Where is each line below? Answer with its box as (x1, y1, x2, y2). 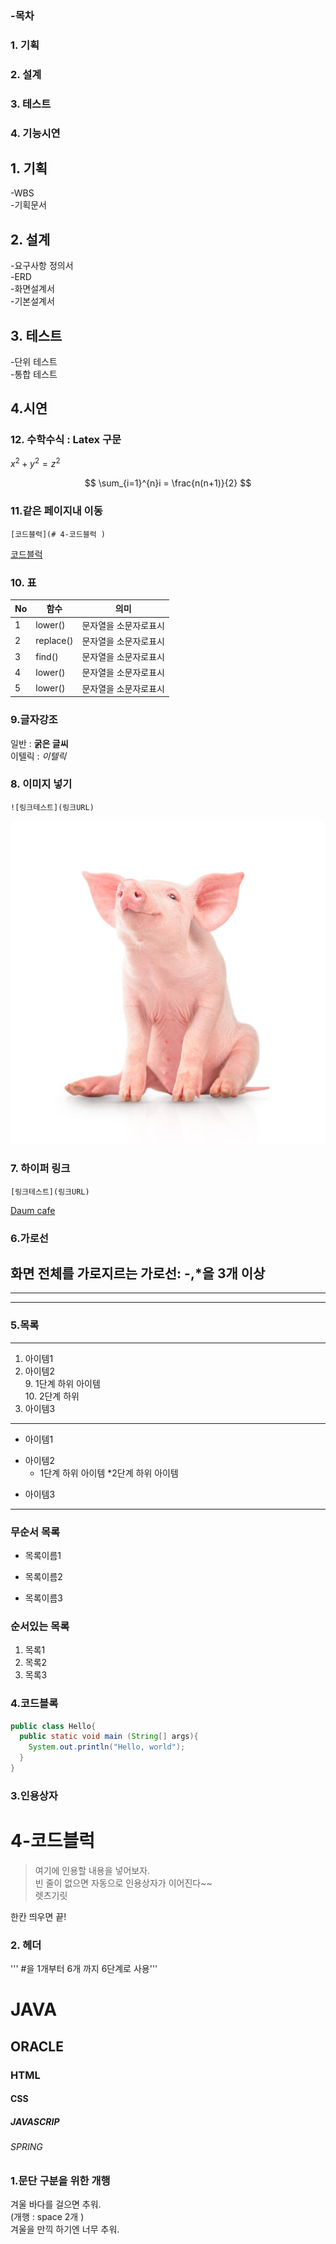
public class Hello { (10, 1721, 97, 1731)
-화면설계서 (10, 283, 55, 295)
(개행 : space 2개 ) (10, 2211, 85, 2223)
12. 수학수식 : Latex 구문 (10, 433, 122, 447)
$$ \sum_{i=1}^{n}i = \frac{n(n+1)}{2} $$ (84, 477, 252, 489)
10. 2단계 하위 (24, 1390, 80, 1402)
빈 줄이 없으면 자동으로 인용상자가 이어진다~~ (34, 1877, 213, 1889)
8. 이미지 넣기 (10, 777, 73, 791)
